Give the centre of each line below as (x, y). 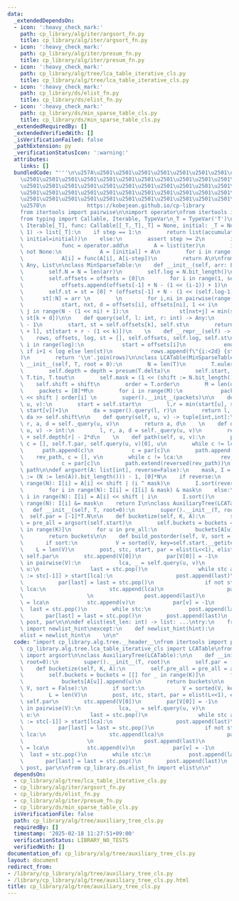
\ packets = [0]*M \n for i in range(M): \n (101, 391)
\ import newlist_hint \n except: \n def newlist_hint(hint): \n (117, 629)
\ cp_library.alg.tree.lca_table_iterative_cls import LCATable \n (121, 649)
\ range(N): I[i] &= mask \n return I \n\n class (95, 503)
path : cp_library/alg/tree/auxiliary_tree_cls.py (89, 821)
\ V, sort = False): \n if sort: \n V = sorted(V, (122, 688)
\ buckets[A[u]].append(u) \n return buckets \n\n (122, 682)
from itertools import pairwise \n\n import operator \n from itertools (124, 213)
